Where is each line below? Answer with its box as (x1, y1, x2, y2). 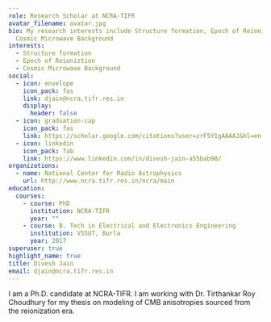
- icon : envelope (15, 79, 74, 87)
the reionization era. (8, 306, 75, 316)
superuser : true (8, 245, 63, 253)
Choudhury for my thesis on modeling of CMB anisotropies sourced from (8, 298, 251, 307)
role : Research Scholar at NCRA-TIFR (8, 11, 135, 20)
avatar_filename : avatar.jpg (8, 19, 106, 27)
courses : (15, 191, 45, 200)
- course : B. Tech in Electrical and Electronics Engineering (23, 222, 236, 230)
